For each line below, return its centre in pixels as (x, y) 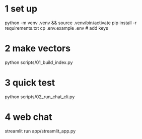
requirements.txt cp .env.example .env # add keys (57, 28)
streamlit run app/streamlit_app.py (40, 131)
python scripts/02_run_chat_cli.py (40, 97)
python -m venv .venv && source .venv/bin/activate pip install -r (71, 23)
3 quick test (30, 83)
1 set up (21, 9)
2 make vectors (38, 49)
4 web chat (28, 117)
